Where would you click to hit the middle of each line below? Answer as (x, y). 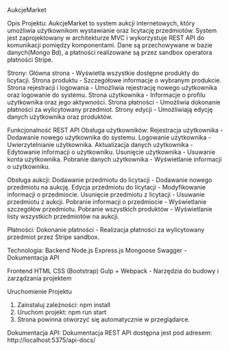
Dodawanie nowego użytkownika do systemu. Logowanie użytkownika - (109, 137)
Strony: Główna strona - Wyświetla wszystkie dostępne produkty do (103, 73)
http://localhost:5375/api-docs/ (51, 340)
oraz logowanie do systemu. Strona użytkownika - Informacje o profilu (106, 95)
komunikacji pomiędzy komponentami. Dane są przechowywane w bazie (110, 45)
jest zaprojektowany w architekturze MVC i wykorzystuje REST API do (106, 38)
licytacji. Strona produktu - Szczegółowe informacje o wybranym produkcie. (114, 80)
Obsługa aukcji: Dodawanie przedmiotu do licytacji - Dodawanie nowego (110, 180)
